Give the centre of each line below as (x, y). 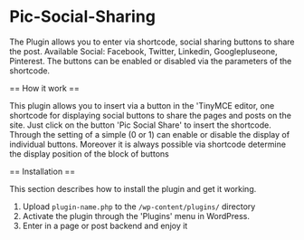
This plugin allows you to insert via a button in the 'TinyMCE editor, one (142, 105)
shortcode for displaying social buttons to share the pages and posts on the (151, 115)
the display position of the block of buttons (89, 154)
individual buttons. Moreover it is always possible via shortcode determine (148, 144)
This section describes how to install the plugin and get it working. (133, 188)
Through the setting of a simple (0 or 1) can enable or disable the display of (150, 134)
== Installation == (43, 171)
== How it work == (44, 88)
